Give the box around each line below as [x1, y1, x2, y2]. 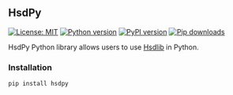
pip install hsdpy [8, 80, 69, 88]
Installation [8, 62, 53, 73]
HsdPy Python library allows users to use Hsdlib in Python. [8, 42, 199, 52]
